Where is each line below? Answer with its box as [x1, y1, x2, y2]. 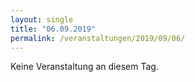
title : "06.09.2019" [10, 24, 97, 34]
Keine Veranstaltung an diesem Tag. [10, 61, 159, 73]
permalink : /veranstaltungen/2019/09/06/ [10, 33, 186, 43]
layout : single [10, 14, 74, 25]
